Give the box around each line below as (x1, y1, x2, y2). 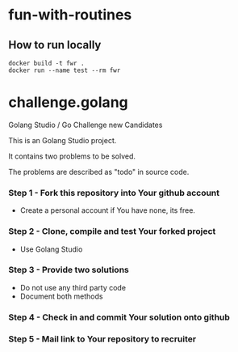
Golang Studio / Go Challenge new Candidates (8, 120, 163, 129)
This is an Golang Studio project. (8, 135, 117, 145)
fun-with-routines (8, 6, 132, 24)
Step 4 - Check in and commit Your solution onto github (8, 312, 230, 323)
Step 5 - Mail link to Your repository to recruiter (8, 333, 196, 345)
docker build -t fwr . (8, 59, 85, 67)
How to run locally (8, 38, 102, 52)
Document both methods (19, 291, 103, 301)
